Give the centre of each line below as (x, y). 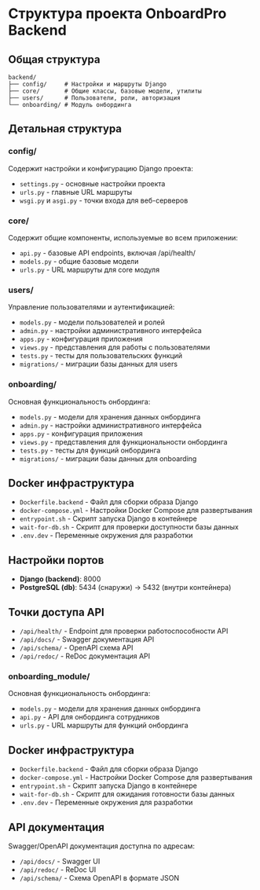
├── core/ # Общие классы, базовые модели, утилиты (105, 91)
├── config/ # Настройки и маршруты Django (88, 84)
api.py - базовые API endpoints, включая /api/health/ (108, 253)
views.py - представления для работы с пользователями (115, 347)
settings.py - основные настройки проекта (92, 183)
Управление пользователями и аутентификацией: (92, 307)
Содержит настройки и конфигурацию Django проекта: (101, 168)
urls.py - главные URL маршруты (75, 192)
